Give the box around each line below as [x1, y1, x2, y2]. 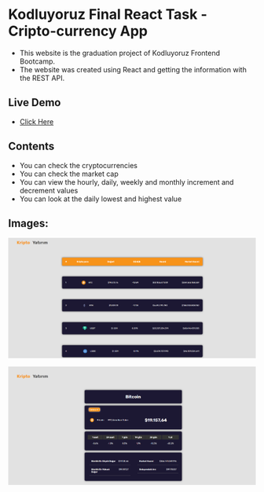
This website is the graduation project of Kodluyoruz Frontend [19, 48, 221, 57]
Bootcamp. [19, 57, 56, 66]
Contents [8, 140, 55, 153]
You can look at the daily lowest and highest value [19, 194, 182, 204]
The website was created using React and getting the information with [19, 64, 247, 74]
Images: [8, 216, 49, 229]
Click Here [19, 116, 54, 127]
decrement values [19, 185, 79, 195]
